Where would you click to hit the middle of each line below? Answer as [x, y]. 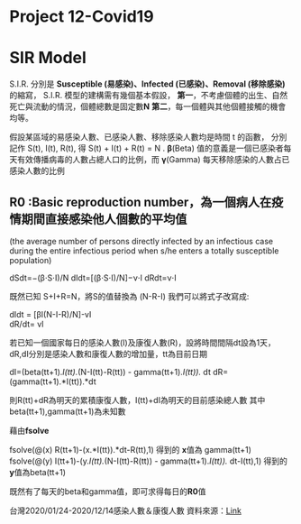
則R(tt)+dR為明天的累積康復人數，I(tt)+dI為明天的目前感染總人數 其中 [137, 400]
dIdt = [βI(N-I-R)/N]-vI [50, 314]
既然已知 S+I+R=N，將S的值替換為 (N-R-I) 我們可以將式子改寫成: [129, 296]
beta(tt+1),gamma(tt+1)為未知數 [68, 411]
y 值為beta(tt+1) [37, 472]
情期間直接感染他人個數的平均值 [98, 219]
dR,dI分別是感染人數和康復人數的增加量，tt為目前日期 [109, 354]
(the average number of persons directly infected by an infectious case [141, 241]
